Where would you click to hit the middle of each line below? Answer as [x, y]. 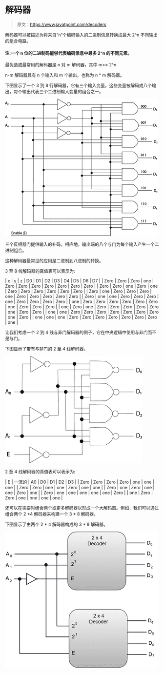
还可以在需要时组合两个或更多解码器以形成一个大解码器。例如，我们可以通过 [82, 508]
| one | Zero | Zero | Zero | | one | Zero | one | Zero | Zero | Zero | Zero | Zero [82, 307]
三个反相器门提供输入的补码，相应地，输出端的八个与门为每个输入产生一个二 [82, 244]
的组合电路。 [18, 41]
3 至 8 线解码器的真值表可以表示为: [40, 271]
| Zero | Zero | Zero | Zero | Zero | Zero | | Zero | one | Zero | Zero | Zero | [78, 291]
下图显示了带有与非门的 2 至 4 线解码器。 [47, 349]
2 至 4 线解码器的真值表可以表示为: [40, 472]
